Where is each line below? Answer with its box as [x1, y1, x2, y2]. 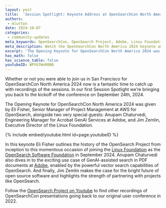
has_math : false [5, 53, 39, 58]
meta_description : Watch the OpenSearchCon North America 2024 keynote [5, 44, 156, 49]
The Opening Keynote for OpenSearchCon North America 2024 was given [5, 101, 156, 107]
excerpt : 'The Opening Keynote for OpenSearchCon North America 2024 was [5, 48, 161, 53]
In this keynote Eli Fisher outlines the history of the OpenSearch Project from [5, 141, 161, 147]
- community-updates [7, 35, 50, 40]
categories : [5, 30, 30, 35]
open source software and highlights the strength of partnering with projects [5, 173, 161, 179]
